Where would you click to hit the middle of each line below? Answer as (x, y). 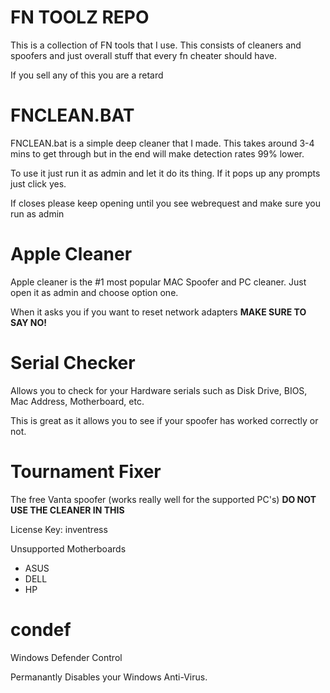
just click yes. (38, 183)
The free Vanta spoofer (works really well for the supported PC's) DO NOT (163, 499)
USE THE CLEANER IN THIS (67, 510)
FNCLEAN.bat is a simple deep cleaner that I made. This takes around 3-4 (162, 143)
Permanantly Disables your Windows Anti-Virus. (109, 677)
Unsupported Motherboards (68, 548)
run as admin (37, 213)
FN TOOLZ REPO (80, 17)
